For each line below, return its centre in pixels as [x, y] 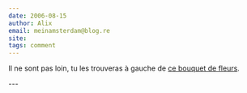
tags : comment [32, 46]
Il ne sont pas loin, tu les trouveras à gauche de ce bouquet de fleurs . [124, 68]
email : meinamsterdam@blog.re [60, 30]
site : [17, 38]
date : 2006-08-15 [38, 16]
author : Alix [30, 23]
